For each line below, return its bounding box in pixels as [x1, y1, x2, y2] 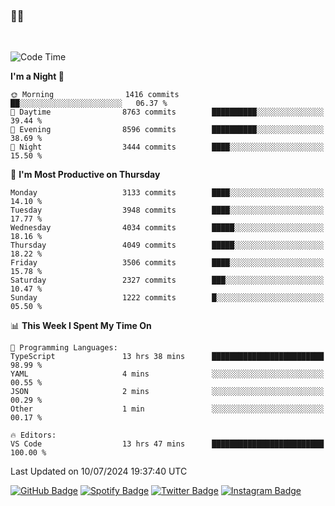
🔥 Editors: [10, 430, 57, 441]
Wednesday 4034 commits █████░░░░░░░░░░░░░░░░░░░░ [10, 223, 325, 233]
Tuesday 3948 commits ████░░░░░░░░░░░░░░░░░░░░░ [10, 205, 325, 216]
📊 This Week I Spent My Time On [10, 320, 152, 332]
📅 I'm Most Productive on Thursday [10, 169, 161, 181]
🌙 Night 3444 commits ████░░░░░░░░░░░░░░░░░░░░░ [10, 142, 325, 153]
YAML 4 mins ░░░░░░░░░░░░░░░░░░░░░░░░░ [10, 369, 325, 379]
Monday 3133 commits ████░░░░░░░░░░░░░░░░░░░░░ [10, 188, 325, 198]
